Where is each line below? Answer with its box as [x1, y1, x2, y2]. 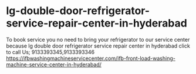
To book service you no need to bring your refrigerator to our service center [6, 36, 190, 43]
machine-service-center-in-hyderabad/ [6, 60, 102, 68]
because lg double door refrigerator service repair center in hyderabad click [6, 42, 191, 49]
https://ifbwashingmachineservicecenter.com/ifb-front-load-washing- [6, 55, 176, 62]
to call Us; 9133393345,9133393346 [6, 48, 95, 55]
